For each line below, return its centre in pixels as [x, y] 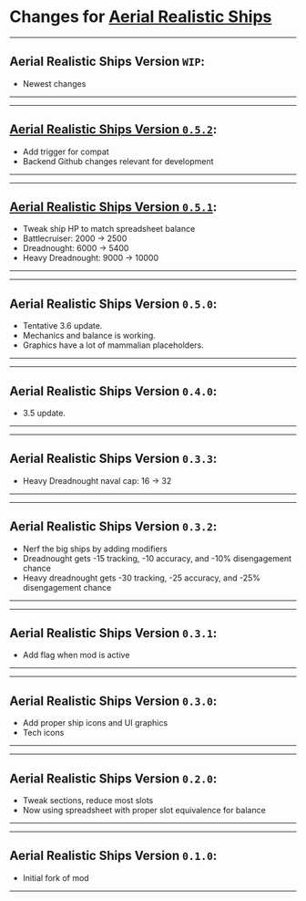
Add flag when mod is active [76, 655]
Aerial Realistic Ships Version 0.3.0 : [113, 701]
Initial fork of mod [56, 877]
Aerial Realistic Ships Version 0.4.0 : [113, 391]
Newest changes [54, 83]
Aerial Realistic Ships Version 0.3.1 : [113, 633]
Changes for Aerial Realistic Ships [141, 17]
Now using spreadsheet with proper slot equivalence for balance [144, 811]
